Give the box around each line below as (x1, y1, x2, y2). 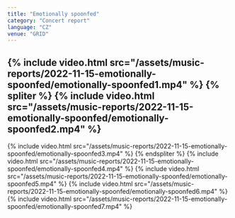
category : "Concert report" (7, 17, 91, 24)
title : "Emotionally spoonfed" (7, 10, 100, 18)
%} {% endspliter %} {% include (124, 150, 219, 158)
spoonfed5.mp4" (7, 180, 57, 188)
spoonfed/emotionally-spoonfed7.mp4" (7, 202, 122, 211)
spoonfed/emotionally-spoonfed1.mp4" (7, 79, 188, 91)
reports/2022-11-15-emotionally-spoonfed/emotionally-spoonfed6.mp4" (7, 187, 218, 196)
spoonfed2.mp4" (7, 123, 86, 135)
